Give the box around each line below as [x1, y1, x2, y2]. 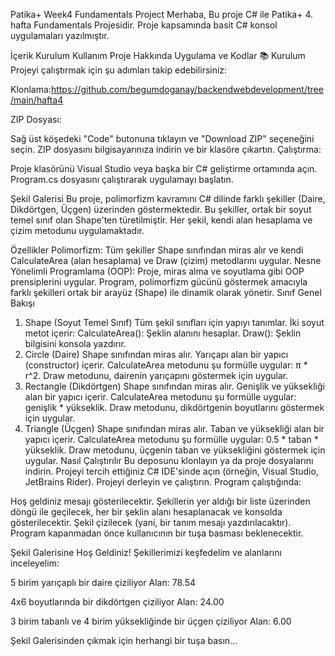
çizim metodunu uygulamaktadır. [10, 225, 145, 236]
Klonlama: [10, 84, 52, 95]
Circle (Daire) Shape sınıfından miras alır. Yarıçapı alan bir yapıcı [24, 349, 289, 360]
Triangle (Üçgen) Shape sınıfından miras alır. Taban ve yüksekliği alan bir [24, 423, 325, 434]
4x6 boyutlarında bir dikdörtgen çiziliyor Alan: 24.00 [10, 596, 225, 608]
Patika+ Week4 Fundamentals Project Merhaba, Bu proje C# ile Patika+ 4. [10, 9, 313, 20]
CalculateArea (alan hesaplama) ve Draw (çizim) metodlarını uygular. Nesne [10, 255, 322, 266]
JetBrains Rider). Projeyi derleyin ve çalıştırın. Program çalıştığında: [24, 476, 302, 488]
